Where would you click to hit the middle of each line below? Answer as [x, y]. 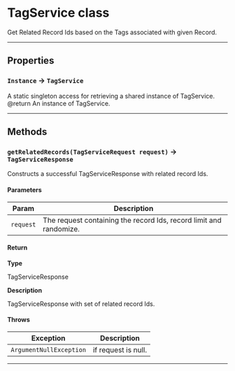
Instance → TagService [45, 80]
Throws [19, 320]
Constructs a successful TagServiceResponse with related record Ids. [108, 174]
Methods [27, 132]
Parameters [24, 189]
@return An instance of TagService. [59, 103]
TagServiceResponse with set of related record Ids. [81, 304]
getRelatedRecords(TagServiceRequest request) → [92, 152]
